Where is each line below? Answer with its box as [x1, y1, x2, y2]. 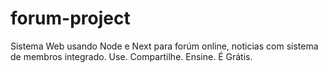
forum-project [10, 7, 131, 30]
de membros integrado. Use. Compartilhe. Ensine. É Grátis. [10, 50, 253, 62]
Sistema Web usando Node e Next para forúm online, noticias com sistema [10, 40, 319, 52]
